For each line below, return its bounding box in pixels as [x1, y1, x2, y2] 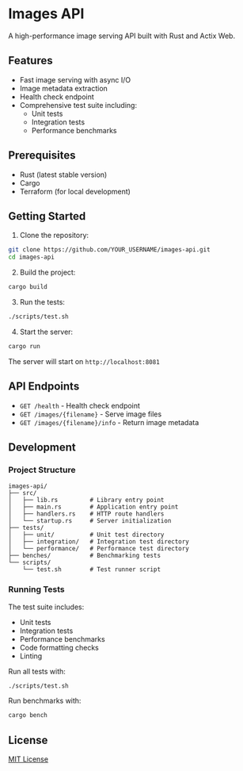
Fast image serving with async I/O [19, 75, 131, 84]
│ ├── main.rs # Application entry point [8, 503, 179, 512]
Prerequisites [8, 148, 76, 163]
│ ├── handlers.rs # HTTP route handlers [8, 510, 165, 518]
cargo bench [8, 712, 47, 719]
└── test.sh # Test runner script [22, 566, 161, 573]
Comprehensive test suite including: [19, 100, 137, 109]
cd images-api [8, 253, 55, 262]
